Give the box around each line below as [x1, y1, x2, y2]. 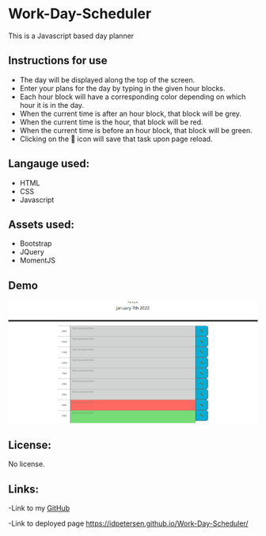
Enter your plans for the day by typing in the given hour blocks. [19, 83, 226, 93]
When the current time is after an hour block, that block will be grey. [19, 109, 241, 118]
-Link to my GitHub [8, 503, 70, 513]
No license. [8, 459, 45, 469]
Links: [8, 482, 40, 496]
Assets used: [8, 217, 75, 231]
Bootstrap [19, 239, 52, 248]
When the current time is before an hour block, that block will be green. [19, 125, 253, 135]
